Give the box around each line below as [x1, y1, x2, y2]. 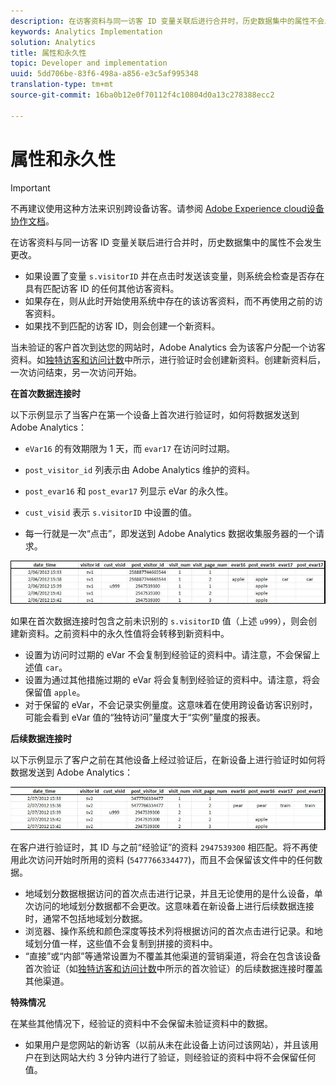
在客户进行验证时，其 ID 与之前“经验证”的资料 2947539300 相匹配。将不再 [10, 841, 310, 854]
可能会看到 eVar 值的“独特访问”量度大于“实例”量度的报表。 [24, 711, 266, 723]
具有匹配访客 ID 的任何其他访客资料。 [24, 282, 180, 294]
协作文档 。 [10, 215, 55, 227]
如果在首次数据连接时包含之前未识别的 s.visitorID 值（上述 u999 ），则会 [10, 615, 309, 627]
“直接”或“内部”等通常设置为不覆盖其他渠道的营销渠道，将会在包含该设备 [24, 950, 322, 962]
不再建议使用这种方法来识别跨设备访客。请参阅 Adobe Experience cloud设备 [10, 202, 325, 214]
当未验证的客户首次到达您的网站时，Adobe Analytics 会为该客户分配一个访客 [10, 341, 326, 353]
